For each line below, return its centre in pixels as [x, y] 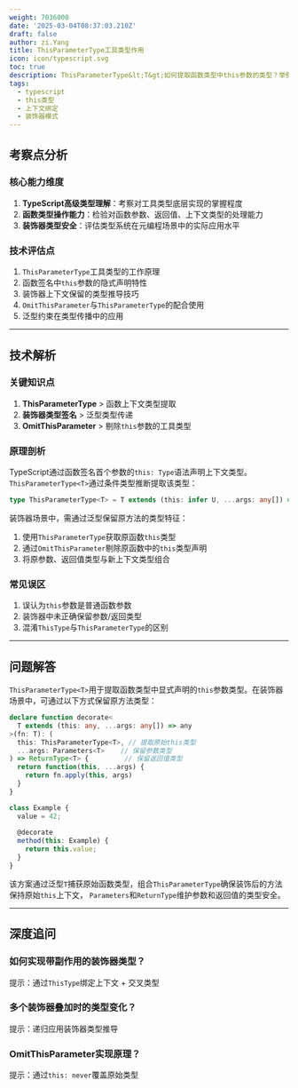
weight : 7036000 [39, 17]
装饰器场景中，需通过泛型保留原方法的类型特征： [98, 518]
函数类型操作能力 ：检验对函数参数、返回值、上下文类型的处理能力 [142, 214]
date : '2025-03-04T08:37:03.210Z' [73, 26]
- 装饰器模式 [38, 116]
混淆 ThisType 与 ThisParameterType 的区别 [95, 628]
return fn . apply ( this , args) [79, 775]
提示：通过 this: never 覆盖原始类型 [74, 1075]
